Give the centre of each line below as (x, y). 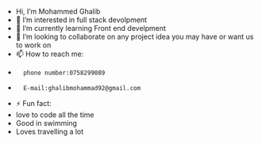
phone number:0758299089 (64, 73)
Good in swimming (46, 123)
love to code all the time (55, 115)
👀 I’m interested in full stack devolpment (81, 20)
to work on (33, 45)
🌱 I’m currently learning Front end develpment (91, 28)
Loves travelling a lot (50, 131)
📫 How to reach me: (50, 54)
